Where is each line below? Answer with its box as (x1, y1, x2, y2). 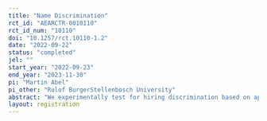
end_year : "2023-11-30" (8, 71, 87, 79)
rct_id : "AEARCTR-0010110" (8, 19, 98, 27)
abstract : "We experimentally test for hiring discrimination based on (8, 93, 250, 101)
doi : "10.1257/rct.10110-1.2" (8, 33, 109, 42)
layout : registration (8, 100, 80, 108)
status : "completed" (8, 49, 77, 57)
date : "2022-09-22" (8, 41, 73, 49)
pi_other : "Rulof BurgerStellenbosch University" (8, 85, 176, 94)
